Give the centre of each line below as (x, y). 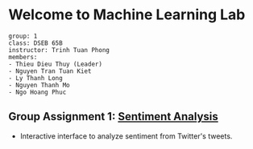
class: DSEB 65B (35, 43)
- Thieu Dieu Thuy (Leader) (56, 64)
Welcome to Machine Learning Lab (127, 15)
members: (23, 57)
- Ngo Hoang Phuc (37, 92)
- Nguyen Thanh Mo (39, 85)
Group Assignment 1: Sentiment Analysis (114, 117)
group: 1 (23, 36)
